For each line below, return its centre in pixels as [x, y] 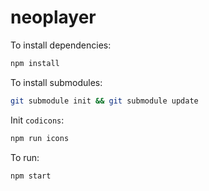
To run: [25, 157]
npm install [35, 63]
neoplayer [53, 17]
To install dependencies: [61, 45]
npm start [31, 176]
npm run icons [40, 138]
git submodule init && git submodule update [104, 101]
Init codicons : [37, 120]
